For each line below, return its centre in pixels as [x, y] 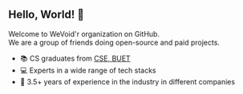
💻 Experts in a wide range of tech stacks [88, 70]
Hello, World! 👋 [47, 15]
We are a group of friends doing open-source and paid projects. [114, 42]
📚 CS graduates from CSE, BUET [75, 58]
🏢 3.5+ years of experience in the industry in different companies [127, 81]
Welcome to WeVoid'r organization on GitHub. [84, 33]
